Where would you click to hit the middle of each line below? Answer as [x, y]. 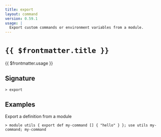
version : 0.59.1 [21, 18]
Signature [20, 78]
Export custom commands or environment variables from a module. [77, 28]
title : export [19, 9]
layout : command [21, 14]
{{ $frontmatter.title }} [57, 51]
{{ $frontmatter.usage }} [29, 63]
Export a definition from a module [38, 116]
